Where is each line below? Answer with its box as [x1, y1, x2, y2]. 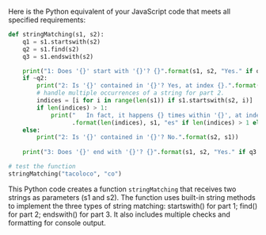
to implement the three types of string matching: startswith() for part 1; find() [8, 201, 258, 210]
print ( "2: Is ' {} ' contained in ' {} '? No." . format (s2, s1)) [36, 133, 239, 141]
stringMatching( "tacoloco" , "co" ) [8, 170, 123, 178]
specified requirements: [8, 15, 85, 25]
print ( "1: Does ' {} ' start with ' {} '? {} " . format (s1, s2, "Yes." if [22, 67, 253, 75]
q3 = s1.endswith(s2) [22, 52, 93, 60]
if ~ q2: [22, 75, 47, 83]
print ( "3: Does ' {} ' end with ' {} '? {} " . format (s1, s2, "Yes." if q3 [22, 148, 257, 156]
